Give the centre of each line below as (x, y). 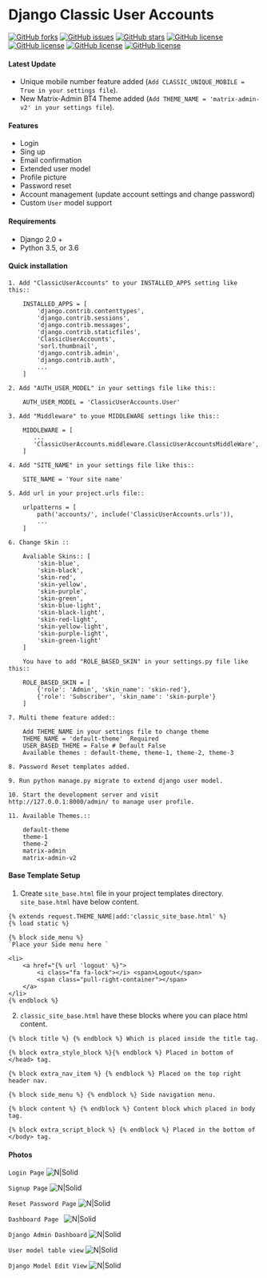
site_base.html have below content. (80, 901)
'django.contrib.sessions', (84, 318)
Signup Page (28, 1189)
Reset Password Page (43, 1204)
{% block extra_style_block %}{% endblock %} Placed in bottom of (121, 1052)
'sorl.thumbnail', (68, 346)
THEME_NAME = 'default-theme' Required (91, 739)
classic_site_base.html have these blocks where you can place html (133, 1015)
